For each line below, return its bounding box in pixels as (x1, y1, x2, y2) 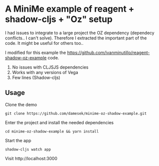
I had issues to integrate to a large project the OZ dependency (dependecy (5, 30, 155, 36)
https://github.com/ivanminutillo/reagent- (67, 50, 150, 55)
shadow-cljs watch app (5, 147, 51, 152)
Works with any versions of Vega (12, 69, 79, 75)
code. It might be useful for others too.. (5, 40, 84, 46)
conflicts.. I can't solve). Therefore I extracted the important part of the (5, 35, 147, 41)
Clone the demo (5, 101, 37, 108)
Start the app (5, 137, 32, 143)
